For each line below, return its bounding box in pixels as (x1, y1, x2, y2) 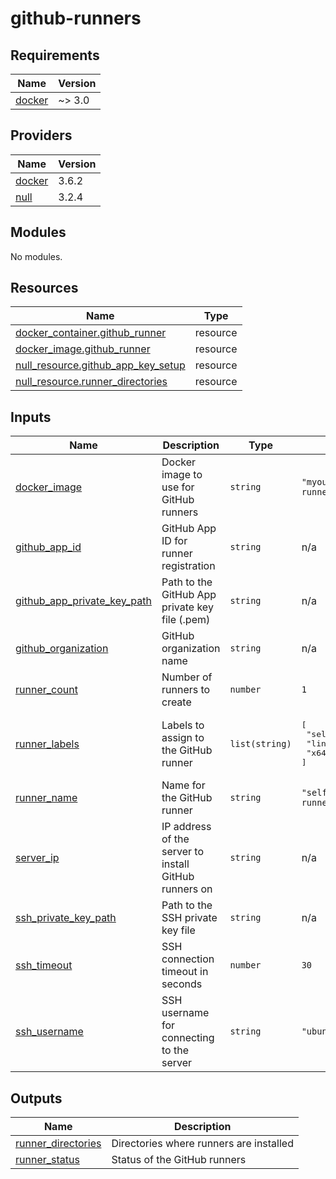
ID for (161, 534, 188, 548)
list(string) (229, 738, 292, 749)
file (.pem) (161, 613, 211, 627)
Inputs (10, 408, 52, 426)
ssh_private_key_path (15, 911, 117, 925)
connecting (161, 1031, 215, 1045)
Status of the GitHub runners (111, 1153, 247, 1167)
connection (161, 952, 215, 966)
